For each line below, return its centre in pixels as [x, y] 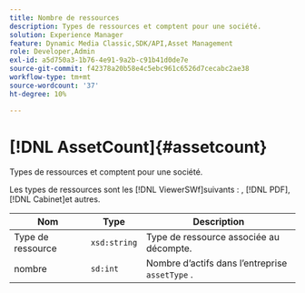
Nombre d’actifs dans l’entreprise [216, 263]
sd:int [105, 269]
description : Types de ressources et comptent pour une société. [135, 26]
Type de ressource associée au [212, 237]
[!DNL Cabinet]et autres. [55, 199]
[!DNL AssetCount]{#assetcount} [138, 147]
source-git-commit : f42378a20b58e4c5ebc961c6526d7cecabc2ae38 [129, 69]
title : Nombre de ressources [64, 18]
